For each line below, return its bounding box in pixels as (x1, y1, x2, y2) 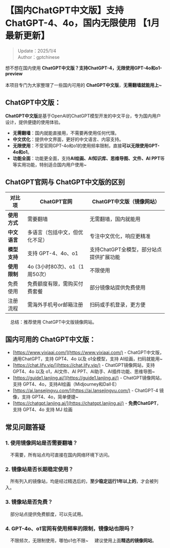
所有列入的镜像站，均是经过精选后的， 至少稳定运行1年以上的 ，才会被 (10, 478, 154, 485)
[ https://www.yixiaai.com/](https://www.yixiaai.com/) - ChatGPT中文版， (12, 350, 164, 356)
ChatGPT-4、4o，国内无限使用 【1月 (5, 17, 160, 29)
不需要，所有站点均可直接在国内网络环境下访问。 (10, 452, 112, 458)
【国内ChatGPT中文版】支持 (5, 5, 124, 16)
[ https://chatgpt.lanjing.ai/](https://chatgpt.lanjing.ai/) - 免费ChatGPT (12, 400, 157, 406)
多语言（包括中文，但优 (27, 229, 83, 236)
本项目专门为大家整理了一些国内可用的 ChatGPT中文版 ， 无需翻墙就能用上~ (5, 82, 162, 88)
